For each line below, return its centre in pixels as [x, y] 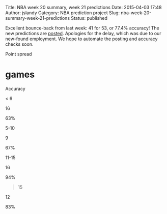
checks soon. [19, 44]
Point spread [19, 54]
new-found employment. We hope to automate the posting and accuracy [81, 39]
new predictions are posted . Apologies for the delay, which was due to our [83, 33]
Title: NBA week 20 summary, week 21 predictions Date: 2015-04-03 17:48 [83, 7]
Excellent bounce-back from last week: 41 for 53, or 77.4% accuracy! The [82, 28]
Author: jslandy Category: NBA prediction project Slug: [63, 13]
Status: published [89, 18]
